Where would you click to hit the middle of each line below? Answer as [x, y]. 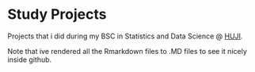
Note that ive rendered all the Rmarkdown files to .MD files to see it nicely [127, 51]
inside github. [30, 59]
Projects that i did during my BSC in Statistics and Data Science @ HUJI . [125, 36]
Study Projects [57, 14]
